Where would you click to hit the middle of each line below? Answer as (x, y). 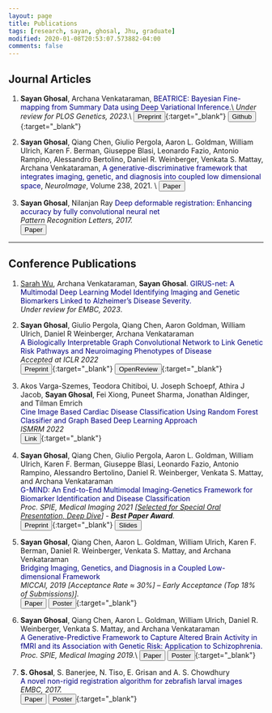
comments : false (36, 46)
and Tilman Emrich (51, 403)
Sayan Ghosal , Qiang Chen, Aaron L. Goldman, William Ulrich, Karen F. (138, 542)
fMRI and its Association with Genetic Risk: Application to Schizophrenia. (141, 646)
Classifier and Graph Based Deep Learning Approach (108, 420)
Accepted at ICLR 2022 (59, 359)
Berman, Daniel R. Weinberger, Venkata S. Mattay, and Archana (125, 550)
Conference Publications (72, 264)
